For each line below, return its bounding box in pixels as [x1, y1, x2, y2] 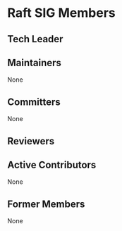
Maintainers [7, 56, 62, 68]
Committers [7, 96, 61, 108]
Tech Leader [7, 33, 63, 45]
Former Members [7, 198, 85, 210]
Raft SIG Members [7, 5, 116, 21]
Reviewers [7, 135, 55, 147]
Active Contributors [7, 158, 97, 170]
